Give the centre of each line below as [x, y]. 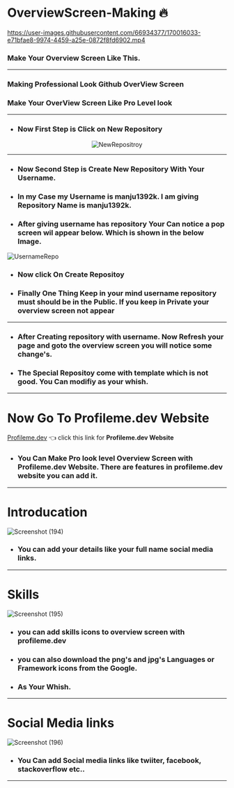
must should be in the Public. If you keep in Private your [113, 302]
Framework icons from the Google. [77, 668]
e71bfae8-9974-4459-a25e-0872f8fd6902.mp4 [76, 40]
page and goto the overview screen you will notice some [115, 346]
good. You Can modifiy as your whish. [83, 381]
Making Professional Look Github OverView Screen [96, 84]
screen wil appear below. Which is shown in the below [110, 233]
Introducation [47, 512]
